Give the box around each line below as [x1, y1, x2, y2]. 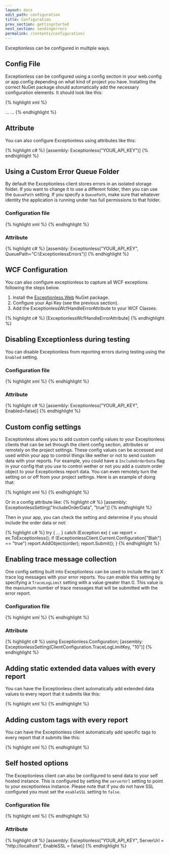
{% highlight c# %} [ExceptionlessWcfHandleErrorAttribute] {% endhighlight [5, 315, 164, 321]
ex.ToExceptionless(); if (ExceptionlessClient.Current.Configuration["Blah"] [5, 535, 161, 541]
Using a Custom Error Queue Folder [5, 167, 120, 176]
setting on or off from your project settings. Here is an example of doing [5, 474, 156, 480]
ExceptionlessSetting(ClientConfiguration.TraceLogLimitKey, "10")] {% [5, 644, 152, 650]
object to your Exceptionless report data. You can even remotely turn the [5, 469, 157, 475]
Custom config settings [5, 422, 81, 431]
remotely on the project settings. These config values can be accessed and [5, 447, 163, 453]
